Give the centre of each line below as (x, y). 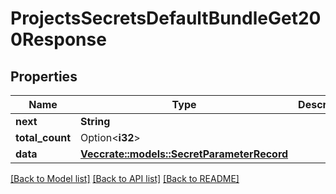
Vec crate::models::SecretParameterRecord (184, 154)
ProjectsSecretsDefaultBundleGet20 (166, 18)
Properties (44, 76)
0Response (58, 39)
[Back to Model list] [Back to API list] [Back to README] (125, 178)
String (95, 121)
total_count (43, 137)
